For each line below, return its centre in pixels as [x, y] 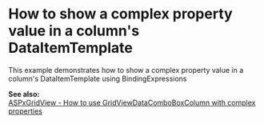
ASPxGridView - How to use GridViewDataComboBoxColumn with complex [132, 102]
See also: [24, 94]
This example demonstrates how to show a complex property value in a [126, 70]
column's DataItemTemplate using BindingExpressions [98, 78]
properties [25, 111]
